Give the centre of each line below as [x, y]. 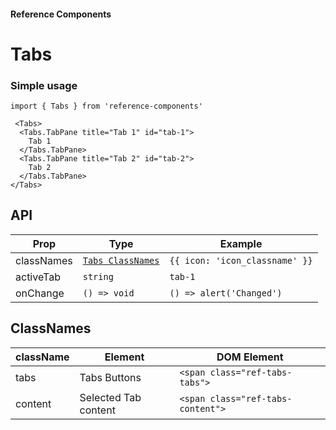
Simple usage [44, 85]
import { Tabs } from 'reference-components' [106, 106]
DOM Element [250, 357]
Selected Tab [110, 397]
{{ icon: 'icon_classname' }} [241, 260]
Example [241, 243]
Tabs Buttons [110, 377]
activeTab [38, 277]
